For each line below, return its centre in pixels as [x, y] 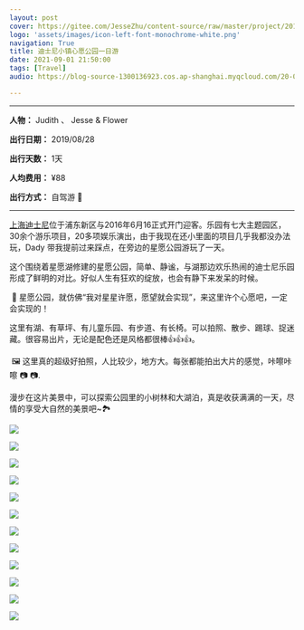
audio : [22, 77]
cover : [22, 26]
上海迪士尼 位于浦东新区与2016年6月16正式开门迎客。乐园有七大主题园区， [148, 224]
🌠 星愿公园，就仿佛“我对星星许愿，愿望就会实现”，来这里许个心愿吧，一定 [149, 297]
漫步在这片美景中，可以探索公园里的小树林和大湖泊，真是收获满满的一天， [148, 397]
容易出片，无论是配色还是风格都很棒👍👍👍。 [116, 339]
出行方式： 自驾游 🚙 [46, 196]
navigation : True [42, 43]
